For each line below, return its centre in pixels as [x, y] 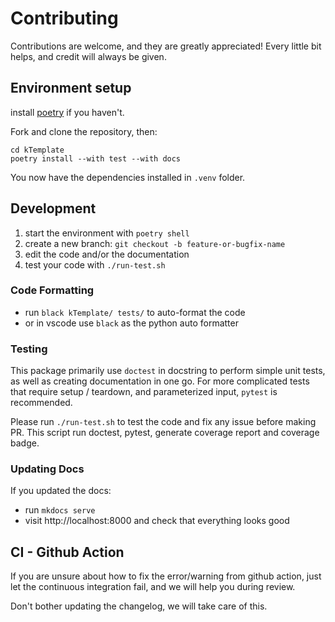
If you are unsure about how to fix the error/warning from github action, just [166, 576]
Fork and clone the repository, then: [84, 131]
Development [53, 208]
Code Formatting [52, 290]
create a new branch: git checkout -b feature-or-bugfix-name [155, 243]
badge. [25, 443]
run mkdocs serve [60, 510]
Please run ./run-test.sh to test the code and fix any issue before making [163, 422]
